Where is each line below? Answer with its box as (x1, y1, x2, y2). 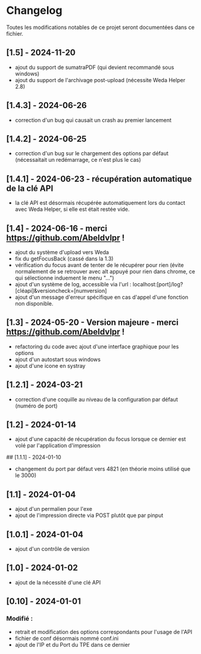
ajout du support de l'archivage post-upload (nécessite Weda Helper (14, 76, 185, 83)
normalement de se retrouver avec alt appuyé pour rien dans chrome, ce (14, 268, 196, 275)
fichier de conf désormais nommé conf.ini (14, 635, 119, 642)
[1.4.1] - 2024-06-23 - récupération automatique (6, 173, 193, 184)
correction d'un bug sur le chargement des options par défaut (14, 150, 169, 157)
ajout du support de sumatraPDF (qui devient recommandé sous (14, 63, 175, 71)
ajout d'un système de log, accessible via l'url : (14, 281, 132, 287)
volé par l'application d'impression (14, 442, 101, 449)
